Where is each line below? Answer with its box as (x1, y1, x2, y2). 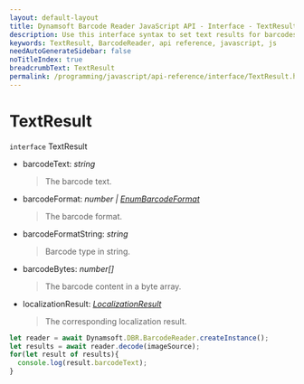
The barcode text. (44, 175, 112, 186)
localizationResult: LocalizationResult (22, 298, 162, 309)
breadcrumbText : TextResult (9, 64, 116, 73)
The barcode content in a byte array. (44, 281, 182, 292)
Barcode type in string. (44, 246, 131, 257)
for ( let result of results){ (9, 350, 119, 360)
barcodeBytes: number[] (22, 263, 115, 274)
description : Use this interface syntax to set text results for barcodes (9, 30, 298, 39)
